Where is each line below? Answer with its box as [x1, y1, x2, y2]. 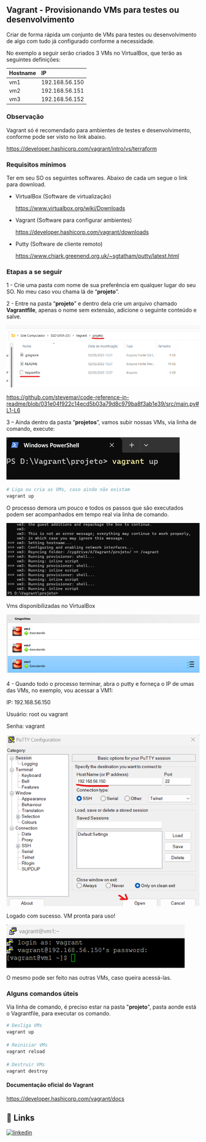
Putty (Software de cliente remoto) [15, 240, 103, 248]
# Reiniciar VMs [6, 1042, 48, 1049]
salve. [6, 313, 21, 320]
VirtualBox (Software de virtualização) [15, 193, 112, 200]
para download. [6, 181, 46, 188]
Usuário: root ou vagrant [6, 710, 69, 718]
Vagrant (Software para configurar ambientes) [15, 216, 132, 224]
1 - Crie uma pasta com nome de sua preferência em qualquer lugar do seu [6, 282, 196, 289]
